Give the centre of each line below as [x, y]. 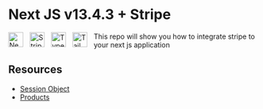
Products [35, 97]
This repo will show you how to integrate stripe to [175, 36]
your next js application [132, 44]
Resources [35, 70]
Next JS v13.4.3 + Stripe [90, 15]
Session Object [44, 88]
